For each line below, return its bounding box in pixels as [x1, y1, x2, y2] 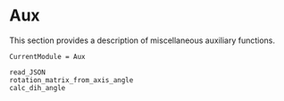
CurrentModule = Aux [9, 52, 87, 61]
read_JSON [9, 68, 46, 77]
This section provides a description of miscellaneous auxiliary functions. [9, 35, 275, 46]
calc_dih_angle [9, 83, 66, 92]
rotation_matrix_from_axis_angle [9, 75, 134, 85]
